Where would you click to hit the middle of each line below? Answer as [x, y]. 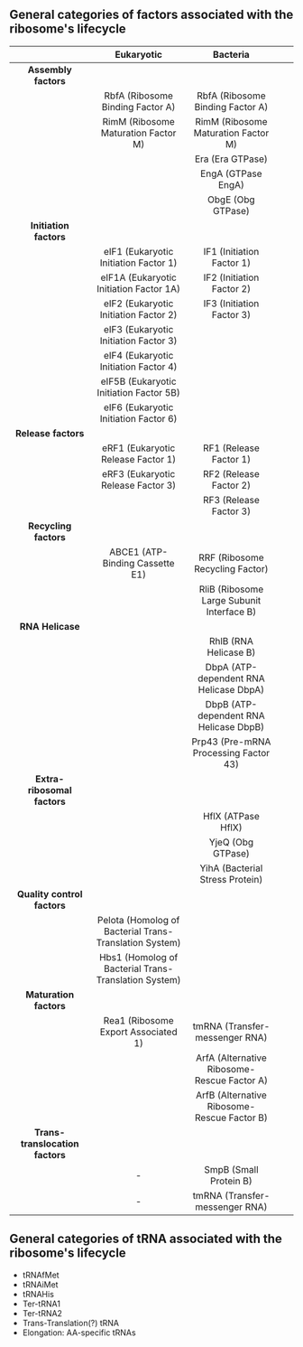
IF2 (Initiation [231, 277]
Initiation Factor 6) [138, 418]
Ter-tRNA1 [41, 1304]
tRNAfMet [41, 1275]
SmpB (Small [231, 1169]
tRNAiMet [40, 1284]
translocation [50, 1144]
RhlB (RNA [231, 641]
